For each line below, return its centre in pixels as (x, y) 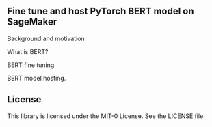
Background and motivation (46, 38)
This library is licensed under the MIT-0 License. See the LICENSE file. (106, 116)
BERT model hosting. (37, 78)
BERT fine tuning (31, 65)
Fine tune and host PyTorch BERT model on (101, 11)
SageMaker (32, 22)
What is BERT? (28, 51)
